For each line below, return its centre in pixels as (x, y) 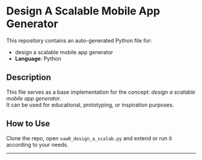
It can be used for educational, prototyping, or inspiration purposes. (90, 105)
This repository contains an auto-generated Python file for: (79, 40)
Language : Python (38, 58)
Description (29, 77)
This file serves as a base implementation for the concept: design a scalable (101, 92)
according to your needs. (37, 144)
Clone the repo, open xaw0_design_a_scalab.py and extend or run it (89, 138)
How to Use (28, 124)
